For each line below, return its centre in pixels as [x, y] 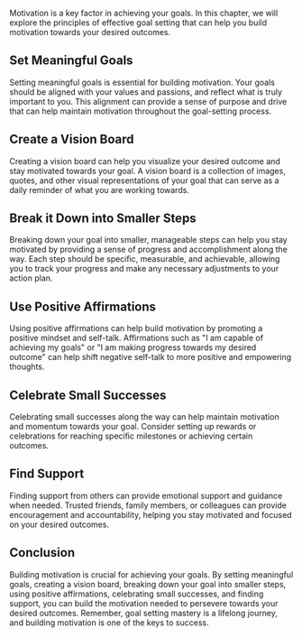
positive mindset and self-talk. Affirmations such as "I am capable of [137, 338]
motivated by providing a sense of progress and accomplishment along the [149, 249]
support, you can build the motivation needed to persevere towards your [144, 603]
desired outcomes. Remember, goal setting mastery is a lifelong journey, [143, 613]
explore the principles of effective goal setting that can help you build [138, 23]
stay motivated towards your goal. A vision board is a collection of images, [147, 171]
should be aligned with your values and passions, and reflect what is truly [146, 92]
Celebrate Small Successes [88, 395]
